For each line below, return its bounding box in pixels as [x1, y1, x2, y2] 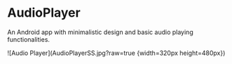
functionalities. [7, 35, 50, 43]
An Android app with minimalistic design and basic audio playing [7, 28, 194, 36]
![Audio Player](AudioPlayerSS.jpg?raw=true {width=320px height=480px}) [7, 49, 226, 57]
